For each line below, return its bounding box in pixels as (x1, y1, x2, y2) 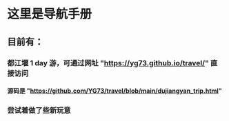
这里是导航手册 (7, 6, 92, 22)
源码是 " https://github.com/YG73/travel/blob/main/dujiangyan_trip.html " (7, 87, 222, 95)
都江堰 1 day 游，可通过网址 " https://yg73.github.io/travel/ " (7, 58, 209, 67)
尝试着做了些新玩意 (7, 106, 71, 115)
